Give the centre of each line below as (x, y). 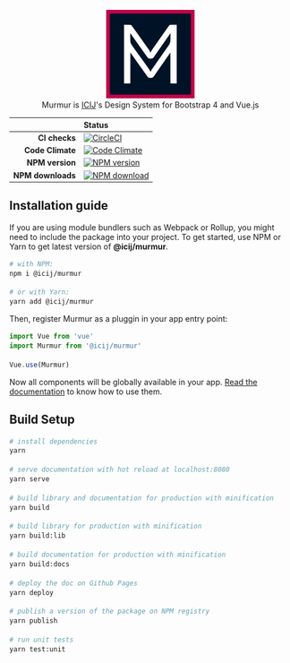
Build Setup (42, 420)
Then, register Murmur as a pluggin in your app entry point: (119, 319)
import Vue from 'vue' (51, 337)
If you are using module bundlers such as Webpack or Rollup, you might (142, 227)
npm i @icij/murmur (46, 273)
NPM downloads (44, 175)
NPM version (51, 163)
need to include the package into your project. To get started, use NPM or (145, 237)
